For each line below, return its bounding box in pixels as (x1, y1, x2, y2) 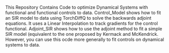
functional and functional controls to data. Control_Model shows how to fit (5, 10, 161, 16)
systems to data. (5, 42, 40, 47)
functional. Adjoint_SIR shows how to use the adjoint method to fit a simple (5, 26, 162, 32)
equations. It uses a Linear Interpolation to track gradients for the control (5, 20, 158, 26)
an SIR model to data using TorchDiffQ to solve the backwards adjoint (5, 15, 152, 21)
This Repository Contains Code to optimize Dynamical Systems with (5, 5, 148, 10)
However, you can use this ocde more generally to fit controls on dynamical (5, 36, 164, 42)
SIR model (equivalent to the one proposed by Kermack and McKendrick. (5, 31, 159, 37)
